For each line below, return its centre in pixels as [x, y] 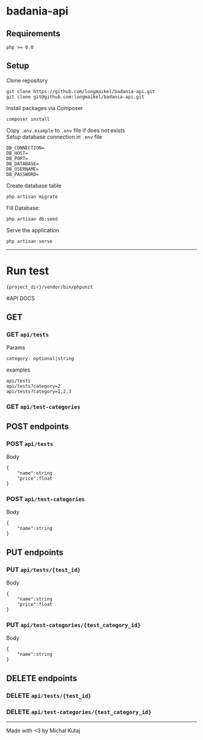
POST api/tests [30, 444]
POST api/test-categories [46, 499]
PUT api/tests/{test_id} [43, 569]
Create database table [34, 185]
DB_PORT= [17, 159]
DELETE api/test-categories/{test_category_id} [79, 712]
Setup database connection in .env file [54, 137]
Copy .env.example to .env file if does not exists [66, 130]
